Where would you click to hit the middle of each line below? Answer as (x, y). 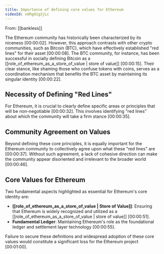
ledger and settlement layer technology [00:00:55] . (64, 227)
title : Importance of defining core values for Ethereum (64, 10)
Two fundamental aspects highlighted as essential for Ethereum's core (76, 191)
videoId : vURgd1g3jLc (27, 14)
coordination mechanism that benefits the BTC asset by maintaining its (76, 74)
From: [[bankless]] (24, 28)
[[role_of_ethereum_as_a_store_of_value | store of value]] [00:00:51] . (81, 216)
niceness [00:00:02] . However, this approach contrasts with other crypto (79, 42)
